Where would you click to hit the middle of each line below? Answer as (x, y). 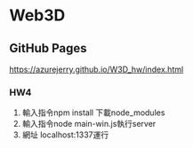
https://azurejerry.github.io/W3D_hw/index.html (96, 69)
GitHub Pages (48, 48)
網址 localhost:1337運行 (65, 135)
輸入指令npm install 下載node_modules (93, 113)
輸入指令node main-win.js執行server (89, 124)
